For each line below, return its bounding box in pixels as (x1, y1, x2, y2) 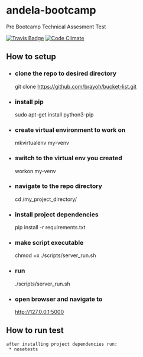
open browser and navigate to (14, 295, 103, 303)
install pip (14, 98, 44, 106)
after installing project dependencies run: (6, 341, 118, 347)
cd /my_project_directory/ (14, 196, 77, 203)
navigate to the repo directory (14, 182, 102, 190)
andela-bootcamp (6, 4, 96, 17)
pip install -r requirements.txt (14, 224, 86, 231)
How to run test (6, 326, 64, 336)
